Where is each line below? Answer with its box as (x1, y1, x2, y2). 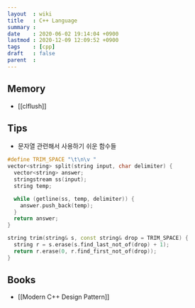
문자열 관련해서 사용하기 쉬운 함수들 (17, 142, 117, 150)
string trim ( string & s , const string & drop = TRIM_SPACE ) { (7, 235, 189, 242)
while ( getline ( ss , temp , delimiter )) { (13, 195, 135, 202)
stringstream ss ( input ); (13, 176, 87, 183)
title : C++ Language (7, 17, 78, 24)
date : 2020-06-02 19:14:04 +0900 (7, 30, 119, 38)
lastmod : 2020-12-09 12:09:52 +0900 (7, 37, 119, 44)
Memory (7, 83, 46, 95)
